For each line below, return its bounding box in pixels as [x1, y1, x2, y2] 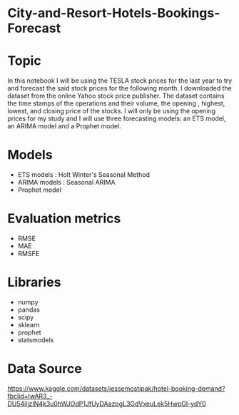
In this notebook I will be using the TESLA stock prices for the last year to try [7, 76, 233, 85]
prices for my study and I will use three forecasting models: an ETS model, [7, 114, 226, 123]
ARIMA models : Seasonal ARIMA [17, 178, 116, 187]
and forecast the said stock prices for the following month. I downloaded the [7, 84, 232, 93]
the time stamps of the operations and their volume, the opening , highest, [7, 99, 225, 108]
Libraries [7, 275, 61, 290]
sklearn [17, 320, 41, 329]
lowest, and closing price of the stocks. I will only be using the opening [7, 107, 216, 116]
